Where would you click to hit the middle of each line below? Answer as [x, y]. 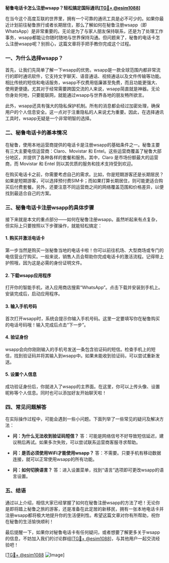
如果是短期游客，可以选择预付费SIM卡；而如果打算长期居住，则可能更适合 [82, 180]
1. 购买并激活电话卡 [25, 238]
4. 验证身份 [17, 337]
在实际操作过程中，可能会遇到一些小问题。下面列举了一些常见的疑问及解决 [82, 419]
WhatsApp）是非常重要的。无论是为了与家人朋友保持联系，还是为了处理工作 [84, 31]
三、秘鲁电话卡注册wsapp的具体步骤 [50, 207]
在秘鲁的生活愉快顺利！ [29, 521]
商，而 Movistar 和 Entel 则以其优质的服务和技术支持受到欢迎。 [70, 164]
